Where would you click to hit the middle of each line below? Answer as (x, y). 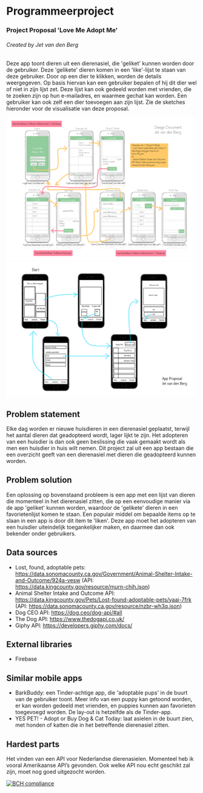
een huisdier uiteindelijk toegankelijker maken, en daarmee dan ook (90, 527)
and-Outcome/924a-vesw (48, 580)
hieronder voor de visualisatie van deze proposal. (68, 109)
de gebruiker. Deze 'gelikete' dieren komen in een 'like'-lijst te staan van (96, 70)
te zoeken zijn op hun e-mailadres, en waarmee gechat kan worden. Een (97, 96)
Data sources (32, 553)
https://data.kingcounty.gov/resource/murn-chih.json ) (82, 586)
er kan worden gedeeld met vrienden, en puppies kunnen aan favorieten (105, 705)
